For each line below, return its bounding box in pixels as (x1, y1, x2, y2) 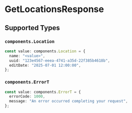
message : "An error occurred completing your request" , (9, 99, 128, 104)
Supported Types (4, 24, 60, 32)
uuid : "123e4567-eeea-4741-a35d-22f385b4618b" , (9, 58, 110, 63)
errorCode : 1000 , (9, 94, 45, 99)
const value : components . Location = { (4, 49, 85, 54)
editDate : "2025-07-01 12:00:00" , (9, 63, 81, 68)
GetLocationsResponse (4, 4, 104, 15)
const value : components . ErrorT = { (4, 89, 81, 94)
